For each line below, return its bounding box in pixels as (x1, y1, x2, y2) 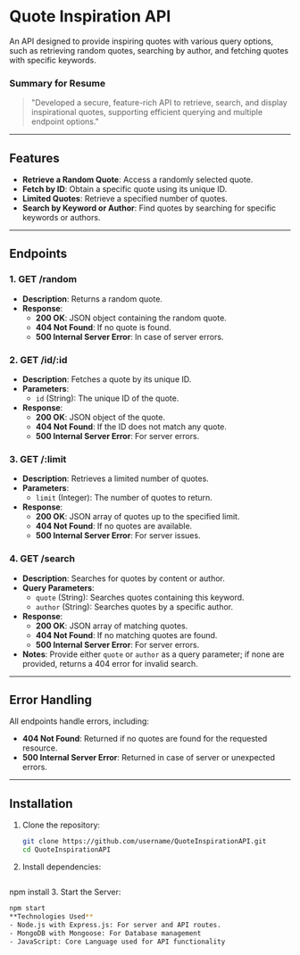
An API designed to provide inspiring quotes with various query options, (9, 36, 274, 46)
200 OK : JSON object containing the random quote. (35, 312, 228, 323)
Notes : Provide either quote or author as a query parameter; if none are (21, 649, 285, 660)
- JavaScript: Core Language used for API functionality (9, 937, 226, 946)
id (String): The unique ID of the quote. (35, 393, 179, 403)
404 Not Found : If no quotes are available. (35, 520, 193, 532)
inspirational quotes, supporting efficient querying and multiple (30, 107, 263, 118)
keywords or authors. (21, 212, 101, 223)
